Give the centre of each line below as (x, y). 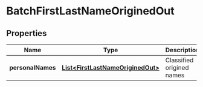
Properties (27, 33)
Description (182, 50)
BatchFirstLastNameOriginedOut (91, 11)
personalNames (33, 67)
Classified (179, 60)
